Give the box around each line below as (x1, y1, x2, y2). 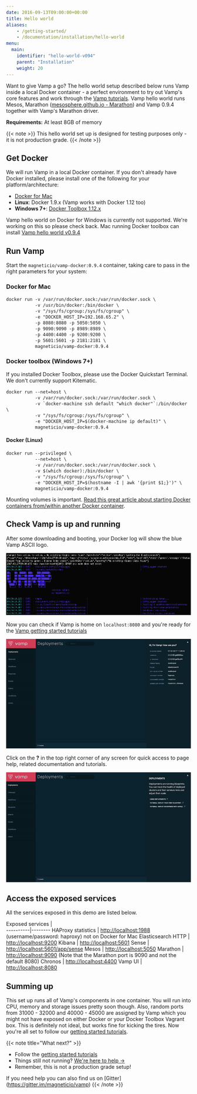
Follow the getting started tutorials (14, 1051, 98, 1058)
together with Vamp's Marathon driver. (6, 107, 100, 114)
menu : (6, 41, 19, 46)
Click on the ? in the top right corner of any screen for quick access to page (6, 754, 189, 761)
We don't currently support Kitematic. (6, 377, 97, 384)
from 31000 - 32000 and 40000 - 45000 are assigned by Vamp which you (6, 1009, 186, 1016)
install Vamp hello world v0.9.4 (6, 229, 81, 236)
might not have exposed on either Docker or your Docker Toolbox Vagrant (6, 1016, 185, 1023)
